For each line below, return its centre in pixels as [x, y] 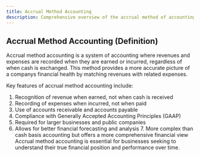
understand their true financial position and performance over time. [97, 148]
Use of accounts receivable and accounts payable [76, 110]
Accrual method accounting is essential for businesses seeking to [96, 141]
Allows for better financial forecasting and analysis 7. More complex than [104, 129]
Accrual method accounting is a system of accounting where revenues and [98, 55]
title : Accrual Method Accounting [49, 12]
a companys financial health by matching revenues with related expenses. [97, 74]
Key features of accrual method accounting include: [70, 86]
